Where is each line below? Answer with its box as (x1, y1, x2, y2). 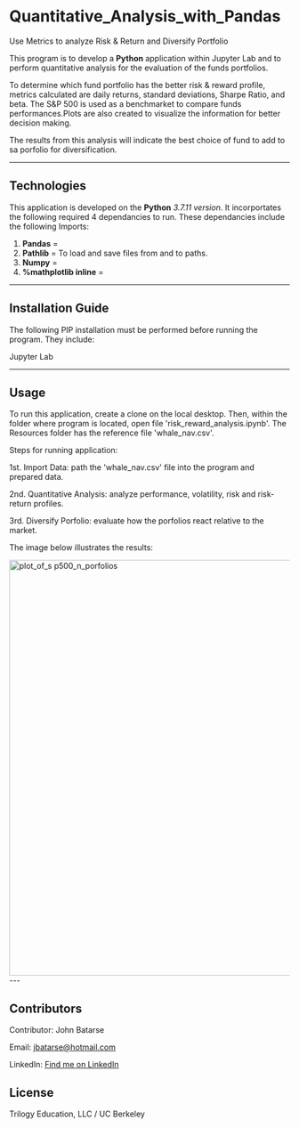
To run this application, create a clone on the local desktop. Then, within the (9, 409, 287, 419)
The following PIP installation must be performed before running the (9, 324, 258, 335)
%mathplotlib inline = (21, 266, 104, 277)
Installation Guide (9, 301, 109, 316)
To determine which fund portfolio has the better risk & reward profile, (9, 79, 265, 90)
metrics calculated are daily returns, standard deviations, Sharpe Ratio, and (9, 89, 286, 100)
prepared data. (9, 472, 64, 483)
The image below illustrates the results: (9, 542, 154, 553)
